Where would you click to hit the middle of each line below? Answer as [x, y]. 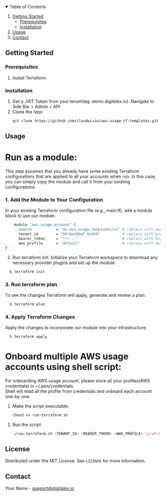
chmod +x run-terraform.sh [40, 415]
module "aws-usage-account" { [45, 225]
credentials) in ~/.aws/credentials [39, 386]
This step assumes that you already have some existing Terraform [72, 171]
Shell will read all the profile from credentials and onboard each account [79, 391]
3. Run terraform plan [31, 284]
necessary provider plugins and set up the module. [64, 263]
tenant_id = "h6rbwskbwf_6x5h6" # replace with [86, 234]
